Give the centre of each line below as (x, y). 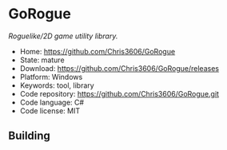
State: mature (42, 60)
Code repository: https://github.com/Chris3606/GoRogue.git (119, 93)
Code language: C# (52, 102)
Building (29, 136)
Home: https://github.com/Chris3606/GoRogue (98, 51)
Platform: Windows (51, 77)
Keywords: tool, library (57, 85)
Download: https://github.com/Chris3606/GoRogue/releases (119, 68)
